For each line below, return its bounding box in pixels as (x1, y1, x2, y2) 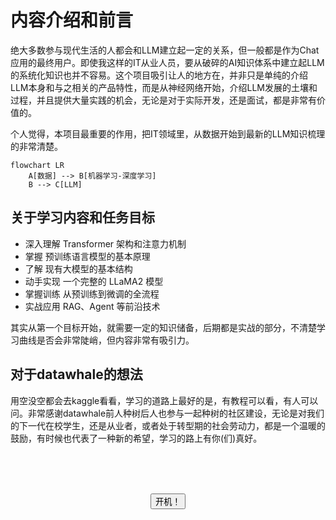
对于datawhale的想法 (10, 366, 143, 383)
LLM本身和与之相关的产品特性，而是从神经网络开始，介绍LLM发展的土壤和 (10, 81, 318, 93)
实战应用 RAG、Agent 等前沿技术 (24, 300, 161, 312)
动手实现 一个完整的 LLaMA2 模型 (24, 275, 164, 287)
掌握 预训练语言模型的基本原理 (24, 250, 151, 262)
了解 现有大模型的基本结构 (24, 262, 133, 275)
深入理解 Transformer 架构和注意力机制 (24, 237, 187, 250)
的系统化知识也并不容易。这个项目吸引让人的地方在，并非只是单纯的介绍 (10, 69, 308, 81)
